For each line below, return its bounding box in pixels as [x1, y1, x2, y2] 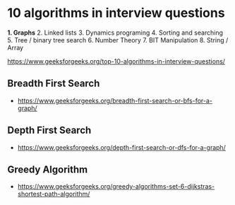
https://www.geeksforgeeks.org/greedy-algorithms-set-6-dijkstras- [17, 182, 215, 191]
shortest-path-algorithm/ [17, 189, 90, 199]
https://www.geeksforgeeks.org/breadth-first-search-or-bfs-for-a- [17, 96, 213, 105]
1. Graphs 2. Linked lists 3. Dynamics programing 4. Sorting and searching [7, 28, 224, 37]
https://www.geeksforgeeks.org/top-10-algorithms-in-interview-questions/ [7, 57, 226, 65]
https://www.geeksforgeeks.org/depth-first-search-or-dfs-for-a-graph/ [17, 143, 226, 151]
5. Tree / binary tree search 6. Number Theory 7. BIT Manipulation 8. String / [7, 35, 229, 44]
